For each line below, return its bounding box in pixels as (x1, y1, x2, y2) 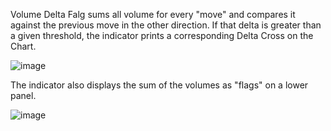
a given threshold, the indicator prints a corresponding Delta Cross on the (10, 30, 314, 41)
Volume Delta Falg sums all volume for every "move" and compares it (10, 9, 296, 20)
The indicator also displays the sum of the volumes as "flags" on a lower (10, 79, 309, 91)
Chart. (10, 40, 37, 52)
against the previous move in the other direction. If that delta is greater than (10, 19, 322, 31)
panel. (10, 90, 37, 101)
